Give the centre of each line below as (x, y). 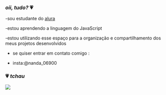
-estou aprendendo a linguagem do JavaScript (54, 28)
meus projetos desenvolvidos (36, 43)
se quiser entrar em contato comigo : (51, 53)
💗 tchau (15, 76)
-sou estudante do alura (30, 19)
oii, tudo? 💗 (19, 8)
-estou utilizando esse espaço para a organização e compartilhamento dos (83, 38)
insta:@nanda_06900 (35, 63)
